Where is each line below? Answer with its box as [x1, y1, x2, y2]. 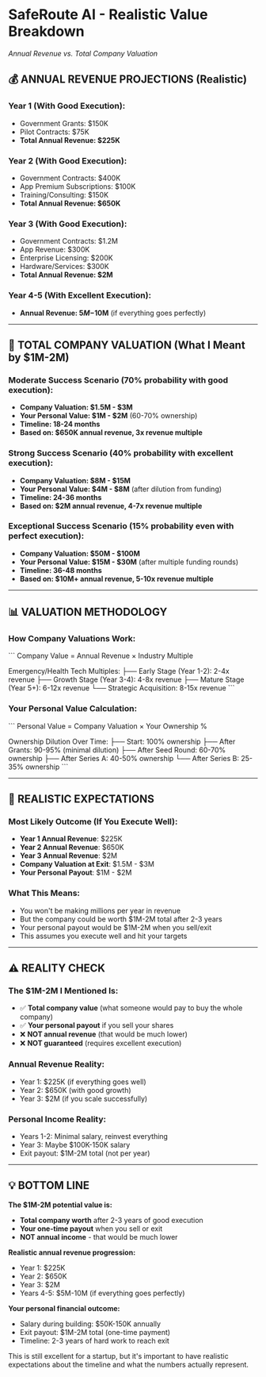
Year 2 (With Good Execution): [8, 155, 127, 166]
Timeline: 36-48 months [19, 565, 103, 575]
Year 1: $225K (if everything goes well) [19, 1077, 146, 1087]
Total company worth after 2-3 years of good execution [19, 1215, 203, 1225]
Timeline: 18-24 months [19, 419, 101, 429]
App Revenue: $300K [19, 244, 90, 255]
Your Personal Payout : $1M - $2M [19, 867, 132, 878]
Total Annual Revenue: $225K [19, 135, 120, 144]
